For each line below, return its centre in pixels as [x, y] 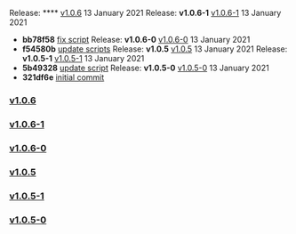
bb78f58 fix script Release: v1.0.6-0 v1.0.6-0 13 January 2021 [136, 40]
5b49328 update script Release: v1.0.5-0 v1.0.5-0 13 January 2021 [145, 68]
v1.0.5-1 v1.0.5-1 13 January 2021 [83, 58]
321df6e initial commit [63, 77]
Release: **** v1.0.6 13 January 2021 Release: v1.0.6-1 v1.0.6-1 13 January [145, 13]
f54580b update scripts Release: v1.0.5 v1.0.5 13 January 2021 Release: [155, 49]
